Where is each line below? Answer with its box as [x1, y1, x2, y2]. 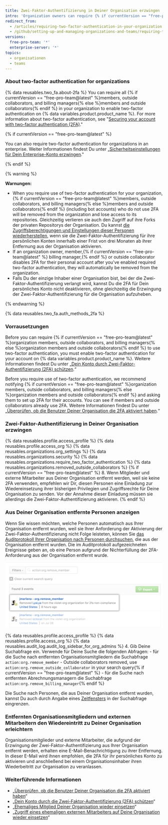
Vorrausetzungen [5, 323, 49, 330]
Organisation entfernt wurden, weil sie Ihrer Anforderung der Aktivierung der [5, 525, 162, 531]
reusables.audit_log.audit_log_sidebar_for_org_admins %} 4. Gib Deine [5, 643, 150, 649]
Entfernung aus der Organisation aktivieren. [12, 243, 102, 249]
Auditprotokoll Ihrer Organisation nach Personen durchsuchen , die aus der [5, 536, 158, 542]
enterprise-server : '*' [9, 45, 59, 50]
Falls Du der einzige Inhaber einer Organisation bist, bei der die [12, 275, 142, 281]
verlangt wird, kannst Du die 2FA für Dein [64, 280, 149, 286]
